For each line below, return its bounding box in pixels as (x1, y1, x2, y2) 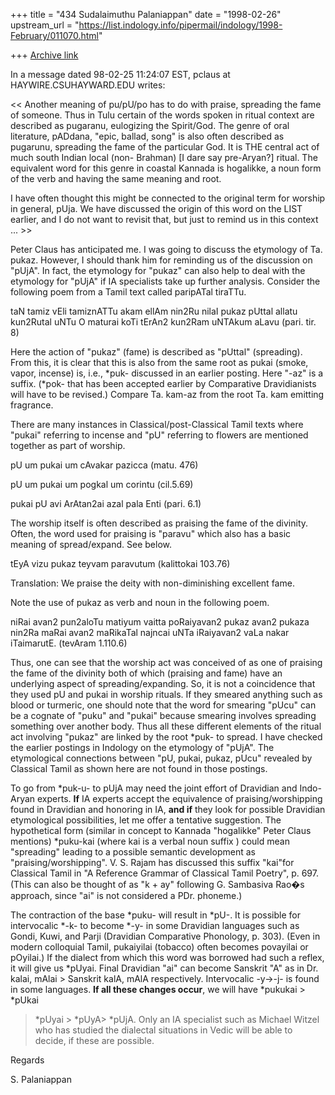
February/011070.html (10, 30, 99, 41)
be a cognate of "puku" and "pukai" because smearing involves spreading (10, 710, 317, 721)
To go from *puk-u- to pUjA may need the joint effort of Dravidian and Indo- (10, 782, 322, 794)
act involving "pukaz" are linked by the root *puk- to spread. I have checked (10, 731, 323, 743)
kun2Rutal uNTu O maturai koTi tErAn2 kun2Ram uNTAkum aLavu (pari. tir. (10, 316, 317, 328)
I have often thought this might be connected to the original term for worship (10, 192, 326, 204)
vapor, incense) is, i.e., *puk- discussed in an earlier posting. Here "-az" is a (10, 367, 324, 379)
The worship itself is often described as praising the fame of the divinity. (10, 517, 309, 529)
